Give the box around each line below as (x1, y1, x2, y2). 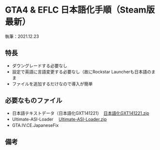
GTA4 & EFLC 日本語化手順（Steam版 (5, 4, 155, 15)
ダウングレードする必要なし (12, 62, 68, 68)
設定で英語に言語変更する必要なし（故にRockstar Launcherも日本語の (12, 69, 151, 75)
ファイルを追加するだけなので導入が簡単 (12, 81, 93, 87)
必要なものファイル (5, 96, 62, 105)
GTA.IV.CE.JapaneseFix (12, 122, 59, 128)
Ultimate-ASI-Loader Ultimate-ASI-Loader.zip (12, 116, 107, 122)
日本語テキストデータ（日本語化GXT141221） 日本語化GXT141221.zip (12, 110, 149, 116)
